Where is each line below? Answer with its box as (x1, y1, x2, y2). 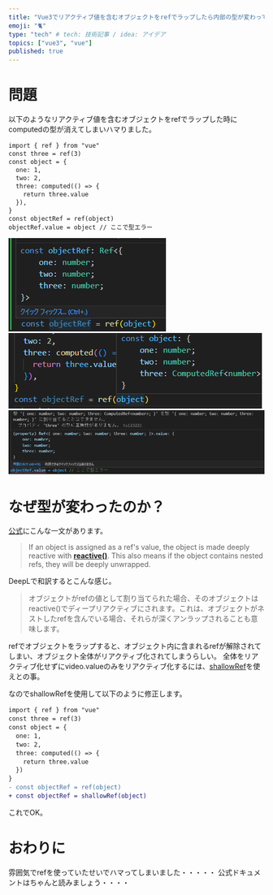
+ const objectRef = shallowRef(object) (8, 792, 148, 800)
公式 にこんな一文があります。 (8, 526, 108, 536)
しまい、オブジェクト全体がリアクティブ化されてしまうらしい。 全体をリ (8, 651, 252, 661)
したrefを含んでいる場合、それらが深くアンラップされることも (42, 614, 251, 624)
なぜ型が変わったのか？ (8, 498, 166, 516)
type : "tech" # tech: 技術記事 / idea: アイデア (8, 30, 167, 38)
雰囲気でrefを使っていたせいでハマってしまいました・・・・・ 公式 (8, 867, 233, 877)
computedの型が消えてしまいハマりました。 (8, 124, 156, 134)
